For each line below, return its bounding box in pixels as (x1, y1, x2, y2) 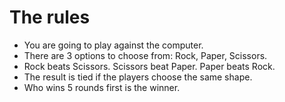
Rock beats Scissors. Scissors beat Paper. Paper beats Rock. (23, 60, 276, 72)
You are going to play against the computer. (23, 39, 204, 51)
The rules (9, 6, 91, 29)
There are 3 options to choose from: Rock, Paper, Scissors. (23, 49, 268, 61)
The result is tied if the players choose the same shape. (23, 71, 253, 83)
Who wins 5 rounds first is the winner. (23, 81, 181, 93)
